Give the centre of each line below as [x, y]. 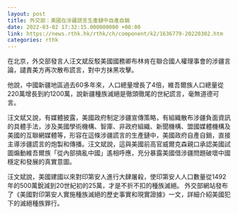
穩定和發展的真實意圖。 [41, 162]
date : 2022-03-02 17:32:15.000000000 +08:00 [74, 27]
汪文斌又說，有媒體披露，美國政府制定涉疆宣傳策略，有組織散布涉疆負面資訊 [119, 118]
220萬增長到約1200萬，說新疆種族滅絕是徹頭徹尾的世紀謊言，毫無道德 [110, 94]
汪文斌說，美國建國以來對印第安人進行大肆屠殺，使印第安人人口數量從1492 [117, 177]
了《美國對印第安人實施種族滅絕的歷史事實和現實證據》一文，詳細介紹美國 [116, 194]
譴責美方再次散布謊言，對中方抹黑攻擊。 [79, 70]
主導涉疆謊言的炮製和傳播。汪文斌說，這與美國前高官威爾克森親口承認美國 [116, 144]
